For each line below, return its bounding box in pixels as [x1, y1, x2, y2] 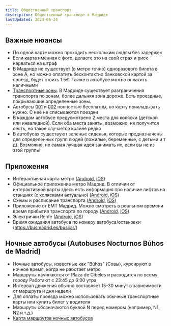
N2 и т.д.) [12, 310, 33, 316]
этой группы [12, 147, 40, 153]
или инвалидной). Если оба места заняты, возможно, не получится [12, 120, 159, 126]
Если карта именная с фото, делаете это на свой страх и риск [12, 55, 149, 61]
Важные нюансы [5, 36, 62, 44]
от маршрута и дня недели [12, 288, 71, 294]
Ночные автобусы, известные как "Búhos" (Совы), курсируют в [12, 261, 151, 267]
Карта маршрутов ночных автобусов [12, 315, 93, 321]
